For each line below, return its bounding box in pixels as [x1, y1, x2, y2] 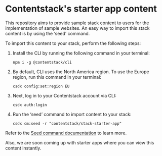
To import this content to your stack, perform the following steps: [5, 40, 141, 46]
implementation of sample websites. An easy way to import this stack [5, 25, 150, 31]
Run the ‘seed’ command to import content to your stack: [12, 111, 132, 117]
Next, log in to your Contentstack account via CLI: [12, 92, 116, 98]
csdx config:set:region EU [12, 84, 70, 89]
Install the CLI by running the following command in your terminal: [12, 50, 150, 56]
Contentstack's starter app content [5, 3, 157, 15]
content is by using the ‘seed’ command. [5, 30, 90, 36]
